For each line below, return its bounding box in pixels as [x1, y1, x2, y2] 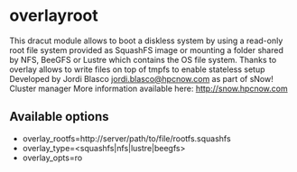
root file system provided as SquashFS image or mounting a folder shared [9, 44, 284, 55]
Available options [9, 109, 110, 124]
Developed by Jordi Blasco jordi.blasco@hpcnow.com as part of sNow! [9, 73, 274, 84]
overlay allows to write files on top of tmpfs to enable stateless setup [9, 64, 265, 75]
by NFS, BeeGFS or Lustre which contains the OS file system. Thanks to [9, 54, 277, 65]
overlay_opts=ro [22, 152, 83, 163]
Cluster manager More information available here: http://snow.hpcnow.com [9, 83, 288, 94]
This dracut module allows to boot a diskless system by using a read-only [9, 35, 283, 46]
